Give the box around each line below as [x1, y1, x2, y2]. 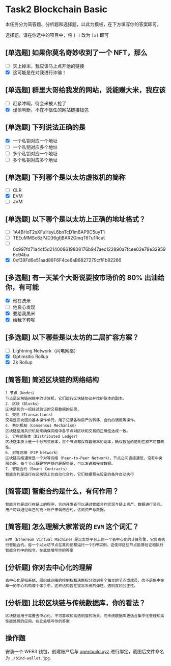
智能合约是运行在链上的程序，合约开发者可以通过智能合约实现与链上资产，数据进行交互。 [5, 502, 164, 507]
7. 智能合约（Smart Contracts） [5, 466, 70, 471]
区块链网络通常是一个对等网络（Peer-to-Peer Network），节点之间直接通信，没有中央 [5, 456, 163, 461]
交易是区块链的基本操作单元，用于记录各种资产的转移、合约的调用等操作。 [5, 417, 138, 422]
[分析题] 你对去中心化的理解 [5, 563, 93, 572]
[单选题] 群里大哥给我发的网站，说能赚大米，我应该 [5, 86, 166, 94]
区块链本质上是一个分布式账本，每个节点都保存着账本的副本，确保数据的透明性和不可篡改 [5, 439, 164, 444]
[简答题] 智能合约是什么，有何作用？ [5, 487, 119, 496]
